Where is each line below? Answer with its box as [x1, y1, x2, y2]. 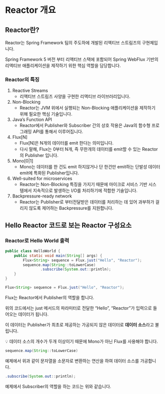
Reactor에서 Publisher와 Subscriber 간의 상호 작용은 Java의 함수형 [19, 122, 151, 128]
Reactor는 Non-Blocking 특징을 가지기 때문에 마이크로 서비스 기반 [19, 181, 148, 188]
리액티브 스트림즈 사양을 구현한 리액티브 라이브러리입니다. [19, 93, 131, 99]
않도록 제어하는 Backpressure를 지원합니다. [29, 205, 114, 211]
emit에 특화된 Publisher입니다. [19, 170, 79, 176]
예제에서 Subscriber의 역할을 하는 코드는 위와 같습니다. [5, 383, 112, 389]
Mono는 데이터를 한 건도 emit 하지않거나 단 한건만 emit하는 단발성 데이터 [19, 164, 161, 170]
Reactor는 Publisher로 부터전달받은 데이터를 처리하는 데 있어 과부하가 [19, 199, 155, 205]
